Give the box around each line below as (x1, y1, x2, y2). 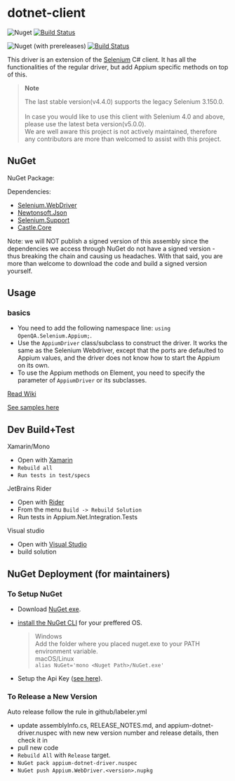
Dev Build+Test (7, 423, 75, 436)
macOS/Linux (34, 654, 74, 662)
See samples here (7, 403, 60, 412)
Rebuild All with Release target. (17, 751, 111, 759)
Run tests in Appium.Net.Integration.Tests (17, 513, 138, 521)
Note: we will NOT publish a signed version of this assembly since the (7, 236, 209, 245)
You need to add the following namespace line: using (17, 324, 170, 333)
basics (7, 308, 31, 318)
